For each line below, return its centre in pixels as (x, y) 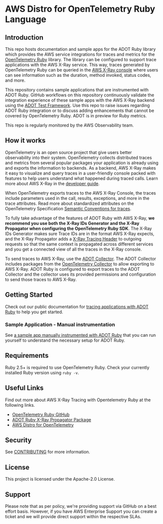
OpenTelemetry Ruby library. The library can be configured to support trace (81, 59)
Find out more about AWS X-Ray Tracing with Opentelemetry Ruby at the (78, 400)
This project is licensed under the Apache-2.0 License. (60, 479)
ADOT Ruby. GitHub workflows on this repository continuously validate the (80, 95)
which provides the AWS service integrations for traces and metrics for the (80, 54)
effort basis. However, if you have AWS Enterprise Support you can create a (81, 511)
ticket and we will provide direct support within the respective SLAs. (73, 516)
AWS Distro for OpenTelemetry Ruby (80, 9)
